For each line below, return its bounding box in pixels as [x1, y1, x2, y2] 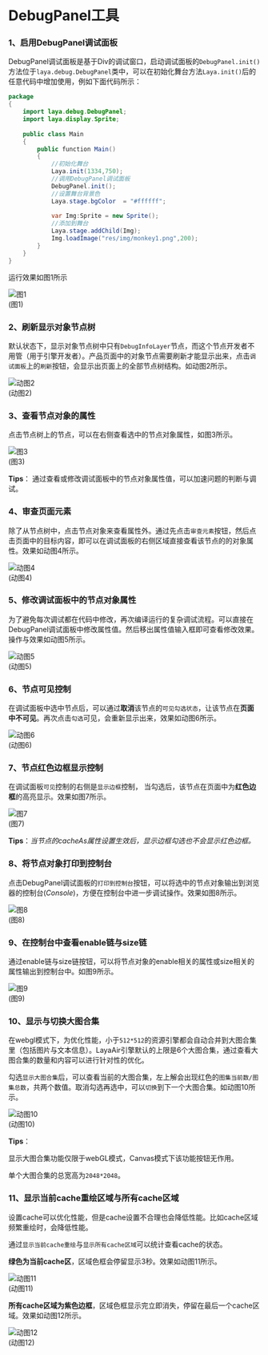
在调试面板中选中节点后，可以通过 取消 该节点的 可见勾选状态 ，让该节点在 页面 [8, 704, 254, 713]
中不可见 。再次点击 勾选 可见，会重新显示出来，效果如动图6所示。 [8, 713, 222, 723]
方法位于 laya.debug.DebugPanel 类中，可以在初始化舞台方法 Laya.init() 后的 [8, 67, 257, 76]
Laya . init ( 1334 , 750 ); [50, 167, 124, 175]
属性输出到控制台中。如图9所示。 [8, 966, 118, 976]
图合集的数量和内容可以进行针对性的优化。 [8, 1055, 149, 1065]
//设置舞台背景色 [50, 189, 101, 198]
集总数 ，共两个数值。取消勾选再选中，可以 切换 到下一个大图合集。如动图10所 [8, 1083, 256, 1092]
